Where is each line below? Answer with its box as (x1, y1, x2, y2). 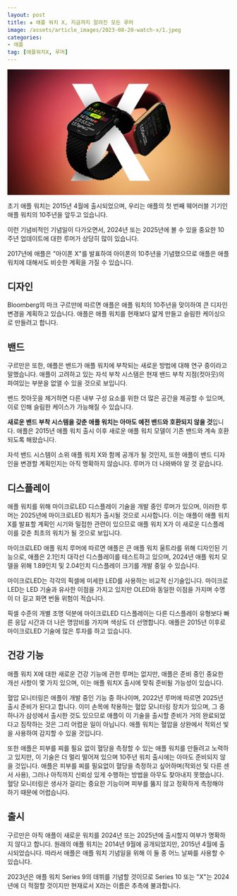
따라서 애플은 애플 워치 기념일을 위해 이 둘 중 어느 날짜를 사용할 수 (44, 849, 226, 857)
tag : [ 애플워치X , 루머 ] (7, 49, 68, 56)
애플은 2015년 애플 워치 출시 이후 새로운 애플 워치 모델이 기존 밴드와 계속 (16, 426, 217, 435)
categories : (7, 34, 42, 41)
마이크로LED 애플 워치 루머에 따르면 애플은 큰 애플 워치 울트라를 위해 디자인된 (7, 543, 220, 552)
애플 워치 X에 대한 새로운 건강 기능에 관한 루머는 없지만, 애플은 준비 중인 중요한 (7, 669, 224, 678)
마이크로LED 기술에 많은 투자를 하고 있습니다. (7, 627, 132, 635)
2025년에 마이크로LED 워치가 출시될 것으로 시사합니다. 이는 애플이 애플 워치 (20, 511, 230, 519)
